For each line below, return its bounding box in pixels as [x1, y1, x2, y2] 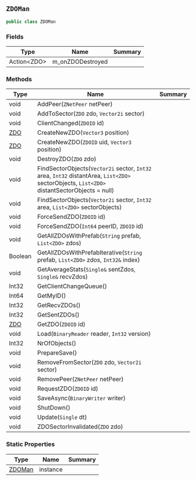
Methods [6, 75, 32, 83]
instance [38, 465, 63, 473]
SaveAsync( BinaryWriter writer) [37, 394, 126, 403]
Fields [6, 32, 24, 40]
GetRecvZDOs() [37, 301, 80, 310]
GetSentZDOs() [37, 311, 80, 319]
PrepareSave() [37, 349, 78, 357]
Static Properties [6, 440, 55, 448]
